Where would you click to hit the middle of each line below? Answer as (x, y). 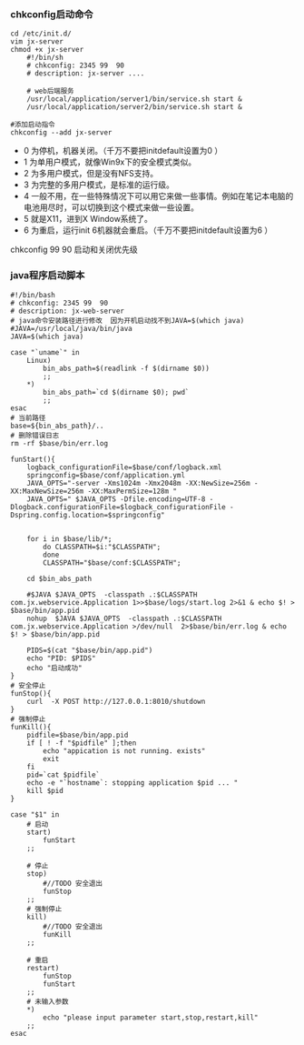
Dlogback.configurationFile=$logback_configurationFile (118, 507)
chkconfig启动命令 (52, 14)
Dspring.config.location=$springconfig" (88, 515)
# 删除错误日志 (35, 435)
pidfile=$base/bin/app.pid (78, 735)
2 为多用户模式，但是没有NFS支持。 (91, 174)
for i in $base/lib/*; (69, 538)
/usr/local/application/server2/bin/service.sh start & (135, 107)
